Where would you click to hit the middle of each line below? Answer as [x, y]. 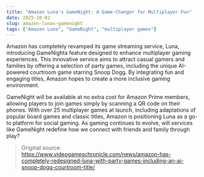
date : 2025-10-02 [28, 18]
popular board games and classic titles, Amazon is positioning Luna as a [97, 117]
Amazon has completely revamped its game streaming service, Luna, [93, 46]
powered [17, 72]
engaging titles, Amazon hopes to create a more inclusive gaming [88, 79]
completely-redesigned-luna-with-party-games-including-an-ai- [102, 161]
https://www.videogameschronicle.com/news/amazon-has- [96, 154]
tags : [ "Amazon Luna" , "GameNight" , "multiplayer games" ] [81, 29]
